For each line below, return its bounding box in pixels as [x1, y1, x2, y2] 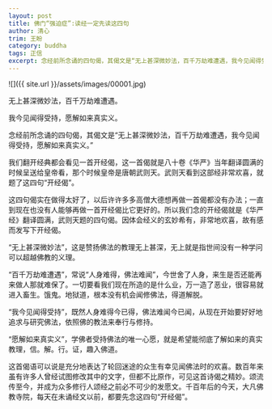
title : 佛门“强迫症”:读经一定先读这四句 [8, 19, 130, 27]
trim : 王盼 [8, 34, 43, 43]
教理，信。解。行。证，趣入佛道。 [8, 344, 122, 354]
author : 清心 [8, 27, 50, 35]
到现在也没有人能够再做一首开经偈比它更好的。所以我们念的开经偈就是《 [8, 204, 249, 214]
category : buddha [8, 42, 67, 50]
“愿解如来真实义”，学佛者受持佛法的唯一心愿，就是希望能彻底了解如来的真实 [8, 334, 263, 344]
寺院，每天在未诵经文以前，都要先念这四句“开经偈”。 [15, 391, 193, 401]
